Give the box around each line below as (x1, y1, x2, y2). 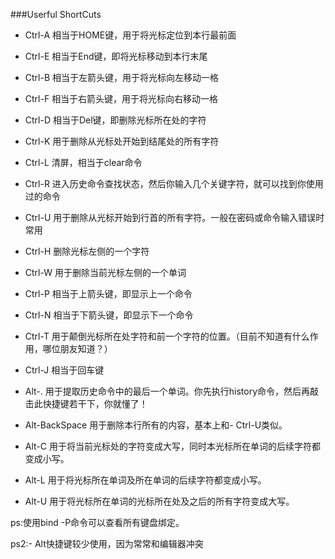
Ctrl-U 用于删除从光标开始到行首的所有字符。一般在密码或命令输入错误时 (24, 212, 325, 223)
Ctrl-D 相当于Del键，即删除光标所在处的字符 (24, 114, 207, 126)
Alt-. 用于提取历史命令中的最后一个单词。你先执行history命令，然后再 (24, 385, 311, 397)
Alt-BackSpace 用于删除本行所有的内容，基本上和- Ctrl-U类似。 (24, 419, 288, 431)
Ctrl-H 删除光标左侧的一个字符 (24, 245, 150, 257)
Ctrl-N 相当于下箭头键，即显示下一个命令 (24, 309, 194, 321)
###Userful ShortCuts (10, 9, 102, 20)
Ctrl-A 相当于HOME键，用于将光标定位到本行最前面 (24, 29, 237, 41)
